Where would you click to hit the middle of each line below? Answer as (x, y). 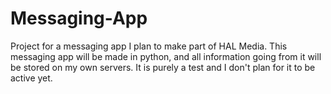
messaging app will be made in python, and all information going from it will (166, 56)
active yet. (31, 78)
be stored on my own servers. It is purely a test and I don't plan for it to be (163, 67)
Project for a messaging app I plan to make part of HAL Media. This (149, 46)
